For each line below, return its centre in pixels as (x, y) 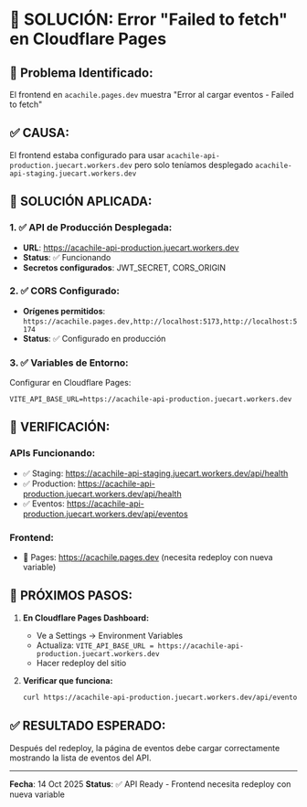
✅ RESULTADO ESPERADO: (88, 726)
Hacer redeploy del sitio (81, 663)
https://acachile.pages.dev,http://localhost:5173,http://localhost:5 (160, 321)
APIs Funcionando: (53, 453)
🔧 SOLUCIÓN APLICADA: (81, 202)
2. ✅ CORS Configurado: (65, 291)
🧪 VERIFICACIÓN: (60, 427)
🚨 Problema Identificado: (81, 73)
